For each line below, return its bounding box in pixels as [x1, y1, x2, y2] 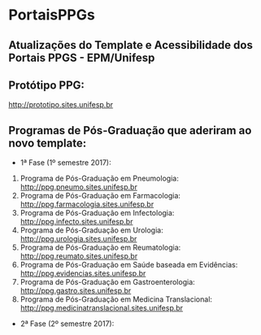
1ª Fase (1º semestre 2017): [20, 158, 111, 167]
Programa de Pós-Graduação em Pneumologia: [20, 173, 179, 184]
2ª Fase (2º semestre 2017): [20, 319, 115, 328]
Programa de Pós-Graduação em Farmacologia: [20, 191, 181, 201]
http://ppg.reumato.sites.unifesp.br [20, 251, 138, 261]
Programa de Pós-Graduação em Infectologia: [20, 208, 175, 218]
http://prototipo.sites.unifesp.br [8, 100, 114, 110]
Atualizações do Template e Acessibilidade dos [8, 38, 254, 52]
